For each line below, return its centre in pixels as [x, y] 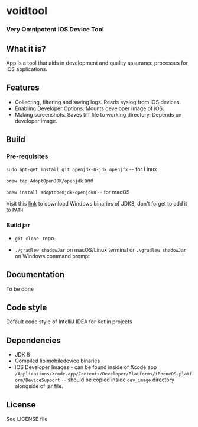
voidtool [27, 11]
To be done [20, 289]
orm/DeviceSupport [37, 380]
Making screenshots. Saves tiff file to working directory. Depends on [98, 114]
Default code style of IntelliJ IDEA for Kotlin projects [69, 322]
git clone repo [34, 238]
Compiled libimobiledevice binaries [57, 361]
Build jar [18, 225]
